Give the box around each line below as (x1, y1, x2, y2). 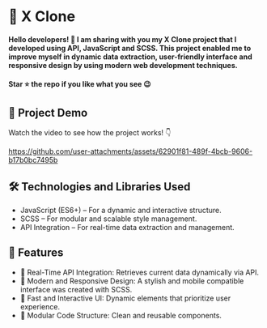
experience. (19, 301, 61, 311)
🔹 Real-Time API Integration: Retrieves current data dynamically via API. (19, 267, 260, 277)
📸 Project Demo (8, 105, 88, 120)
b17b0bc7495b (8, 155, 58, 165)
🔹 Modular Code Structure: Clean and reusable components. (19, 310, 222, 320)
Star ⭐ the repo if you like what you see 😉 (8, 79, 151, 89)
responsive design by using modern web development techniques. (8, 60, 238, 70)
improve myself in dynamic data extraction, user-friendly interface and (8, 52, 252, 62)
